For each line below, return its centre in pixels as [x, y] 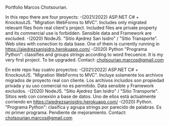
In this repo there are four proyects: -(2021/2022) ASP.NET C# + [72, 17]
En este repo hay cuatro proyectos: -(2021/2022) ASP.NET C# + [72, 70]
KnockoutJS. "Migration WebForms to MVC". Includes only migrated [76, 22]
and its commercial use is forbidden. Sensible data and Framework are [78, 33]
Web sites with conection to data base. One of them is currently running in [82, 44]
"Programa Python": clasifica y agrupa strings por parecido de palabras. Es [83, 107]
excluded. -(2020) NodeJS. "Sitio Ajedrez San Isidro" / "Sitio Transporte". [81, 38]
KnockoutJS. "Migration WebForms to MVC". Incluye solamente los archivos [84, 75]
